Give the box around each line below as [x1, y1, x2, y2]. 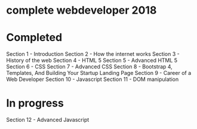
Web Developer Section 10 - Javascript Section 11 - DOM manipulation [6, 75, 179, 83]
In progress [6, 96, 64, 110]
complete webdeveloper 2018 [6, 4, 157, 17]
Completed [6, 31, 63, 45]
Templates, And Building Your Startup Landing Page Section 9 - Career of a [6, 70, 192, 77]
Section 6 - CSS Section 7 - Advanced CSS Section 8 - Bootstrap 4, [6, 63, 173, 70]
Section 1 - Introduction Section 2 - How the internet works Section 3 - [6, 51, 180, 58]
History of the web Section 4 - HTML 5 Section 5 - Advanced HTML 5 [6, 57, 178, 64]
